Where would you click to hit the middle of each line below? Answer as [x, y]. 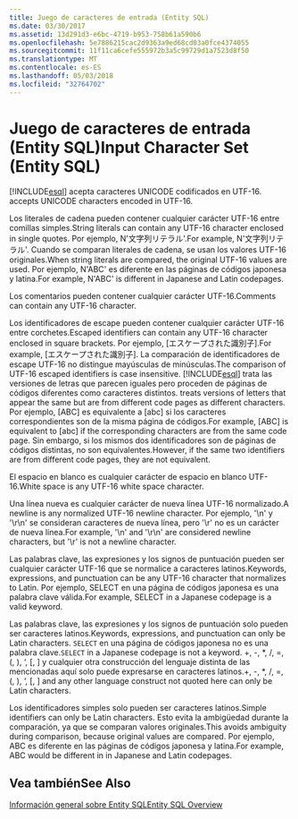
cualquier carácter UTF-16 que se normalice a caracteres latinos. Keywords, [148, 568]
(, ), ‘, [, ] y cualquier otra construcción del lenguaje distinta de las [130, 661]
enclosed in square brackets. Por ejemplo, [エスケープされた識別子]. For [141, 343]
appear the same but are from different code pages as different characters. [147, 402]
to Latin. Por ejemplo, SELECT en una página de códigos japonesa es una [144, 587]
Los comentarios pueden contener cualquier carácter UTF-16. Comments [143, 295]
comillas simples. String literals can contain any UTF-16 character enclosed [146, 227]
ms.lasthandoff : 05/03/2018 [62, 76]
